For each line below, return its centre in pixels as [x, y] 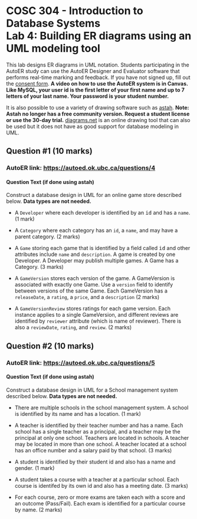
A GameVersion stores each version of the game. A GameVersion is [95, 278]
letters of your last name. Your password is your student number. [88, 96]
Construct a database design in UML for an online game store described [94, 195]
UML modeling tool [53, 49]
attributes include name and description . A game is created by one [95, 254]
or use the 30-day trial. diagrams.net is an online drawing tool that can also [98, 120]
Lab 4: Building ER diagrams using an [99, 36]
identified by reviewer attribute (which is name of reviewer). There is [98, 321]
